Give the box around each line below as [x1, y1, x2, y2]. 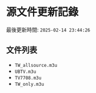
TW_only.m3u [14, 81, 44, 87]
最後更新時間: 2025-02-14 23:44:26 [6, 26, 91, 33]
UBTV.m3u [14, 69, 37, 75]
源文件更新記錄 [6, 5, 79, 19]
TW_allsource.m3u [14, 62, 58, 68]
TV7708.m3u [14, 75, 42, 81]
